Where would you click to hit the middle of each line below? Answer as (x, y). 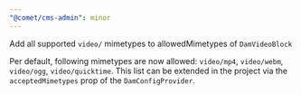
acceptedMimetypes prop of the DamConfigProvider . (103, 80)
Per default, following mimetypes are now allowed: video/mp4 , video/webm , (146, 61)
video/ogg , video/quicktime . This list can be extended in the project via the (148, 71)
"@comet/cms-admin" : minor (60, 18)
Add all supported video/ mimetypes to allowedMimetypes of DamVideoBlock (151, 43)
